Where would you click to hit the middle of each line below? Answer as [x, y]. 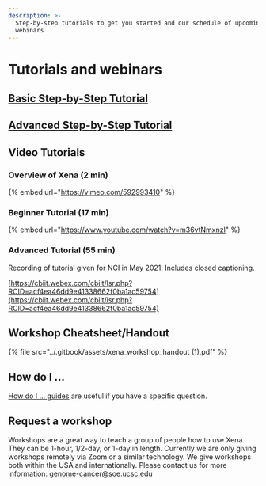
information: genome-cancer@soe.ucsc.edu [80, 474]
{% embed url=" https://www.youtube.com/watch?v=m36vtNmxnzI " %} [125, 230]
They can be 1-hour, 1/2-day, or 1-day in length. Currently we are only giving [132, 449]
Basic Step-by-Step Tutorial [78, 99]
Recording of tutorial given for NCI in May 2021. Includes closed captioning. [131, 268]
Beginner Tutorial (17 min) [59, 212]
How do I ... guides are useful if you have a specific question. [108, 396]
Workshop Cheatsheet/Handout [89, 333]
